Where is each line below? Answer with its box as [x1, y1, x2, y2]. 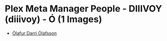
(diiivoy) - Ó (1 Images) [5, 13, 102, 25]
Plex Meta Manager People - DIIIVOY [5, 3, 162, 14]
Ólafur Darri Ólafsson [12, 30, 57, 36]
